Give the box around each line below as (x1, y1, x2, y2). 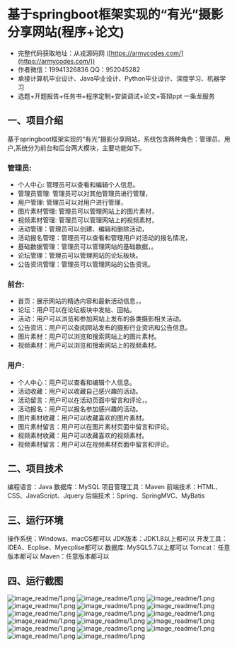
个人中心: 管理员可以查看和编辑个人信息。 (17, 181, 139, 189)
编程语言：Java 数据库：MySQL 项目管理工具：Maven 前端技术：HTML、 (7, 483, 221, 491)
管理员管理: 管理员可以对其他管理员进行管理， (17, 189, 152, 198)
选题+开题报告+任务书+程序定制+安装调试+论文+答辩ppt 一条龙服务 (17, 91, 216, 100)
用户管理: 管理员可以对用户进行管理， (17, 198, 127, 207)
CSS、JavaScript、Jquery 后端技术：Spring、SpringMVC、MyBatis (7, 491, 205, 500)
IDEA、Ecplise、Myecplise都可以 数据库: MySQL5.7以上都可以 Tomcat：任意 (7, 543, 231, 552)
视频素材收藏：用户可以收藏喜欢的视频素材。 (17, 431, 149, 440)
